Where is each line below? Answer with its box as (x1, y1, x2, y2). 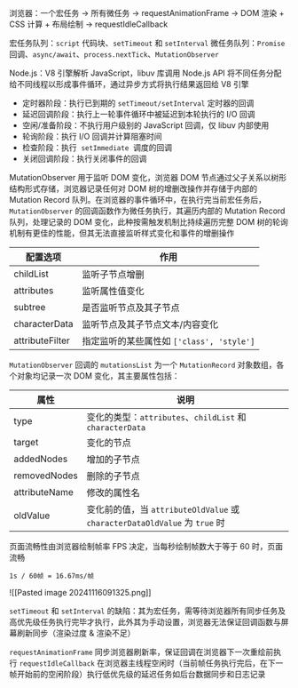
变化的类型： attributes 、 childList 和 (86, 412, 247, 423)
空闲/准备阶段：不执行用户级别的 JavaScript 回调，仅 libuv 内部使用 (21, 120, 270, 131)
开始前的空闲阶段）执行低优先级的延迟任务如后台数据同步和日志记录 (16, 669, 266, 679)
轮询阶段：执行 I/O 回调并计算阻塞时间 (21, 132, 162, 141)
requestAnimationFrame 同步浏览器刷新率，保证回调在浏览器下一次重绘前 (9, 647, 274, 657)
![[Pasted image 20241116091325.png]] (9, 588, 152, 597)
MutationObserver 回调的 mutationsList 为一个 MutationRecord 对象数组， (9, 359, 277, 370)
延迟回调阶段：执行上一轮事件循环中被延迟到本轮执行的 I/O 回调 (21, 109, 255, 119)
